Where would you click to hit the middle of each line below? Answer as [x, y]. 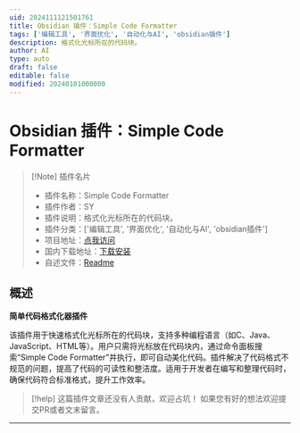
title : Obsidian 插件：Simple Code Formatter [93, 26]
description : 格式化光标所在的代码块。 [75, 42]
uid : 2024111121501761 [51, 17]
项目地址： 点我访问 [80, 240]
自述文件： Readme [79, 262]
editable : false [39, 76]
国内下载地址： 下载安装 [87, 251]
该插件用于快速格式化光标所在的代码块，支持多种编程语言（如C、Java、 [142, 335]
